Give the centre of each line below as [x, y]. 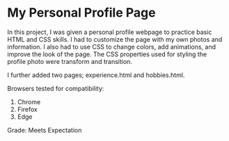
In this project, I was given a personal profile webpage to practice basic [110, 32]
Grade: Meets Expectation [45, 130]
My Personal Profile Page [81, 13]
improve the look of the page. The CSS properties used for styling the [107, 54]
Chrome [29, 101]
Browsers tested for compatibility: [56, 88]
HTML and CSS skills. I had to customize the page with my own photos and [115, 39]
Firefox [27, 109]
